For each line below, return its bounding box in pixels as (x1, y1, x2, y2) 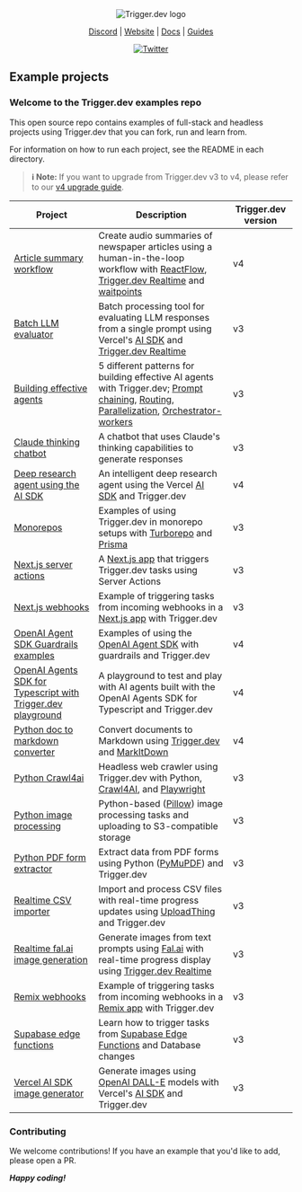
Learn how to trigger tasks (98, 1016, 209, 1029)
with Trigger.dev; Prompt (98, 382, 204, 394)
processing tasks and (98, 808, 189, 821)
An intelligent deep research (98, 467, 218, 480)
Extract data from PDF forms (98, 845, 219, 858)
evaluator (13, 328, 54, 340)
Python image (13, 808, 73, 821)
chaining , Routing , (98, 393, 174, 405)
